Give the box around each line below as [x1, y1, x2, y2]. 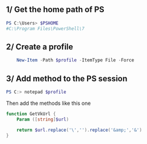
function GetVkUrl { [6, 111, 57, 116]
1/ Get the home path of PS [6, 5, 105, 15]
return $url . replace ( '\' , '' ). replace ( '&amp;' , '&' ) [16, 127, 142, 133]
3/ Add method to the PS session [6, 73, 128, 84]
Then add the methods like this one [6, 100, 91, 107]
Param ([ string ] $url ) [16, 116, 69, 122]
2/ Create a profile [6, 42, 73, 52]
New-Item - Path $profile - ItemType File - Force [16, 57, 134, 63]
